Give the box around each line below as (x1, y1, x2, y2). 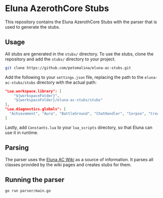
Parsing (5, 144, 29, 152)
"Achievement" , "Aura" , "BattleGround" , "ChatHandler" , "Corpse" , (9, 111, 147, 116)
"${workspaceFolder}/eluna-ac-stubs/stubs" (14, 98, 103, 103)
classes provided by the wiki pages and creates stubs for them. (5, 162, 132, 168)
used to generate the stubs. (5, 24, 61, 30)
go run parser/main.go (5, 188, 51, 194)
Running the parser (5, 175, 65, 184)
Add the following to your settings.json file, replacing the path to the (5, 74, 144, 80)
